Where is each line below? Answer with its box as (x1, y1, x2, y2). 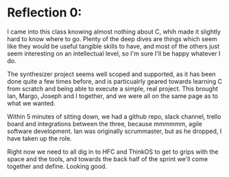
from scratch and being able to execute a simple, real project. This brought (7, 84, 218, 93)
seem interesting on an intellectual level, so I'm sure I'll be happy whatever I (7, 49, 221, 58)
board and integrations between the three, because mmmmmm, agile (7, 119, 202, 128)
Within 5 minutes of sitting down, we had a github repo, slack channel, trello (7, 112, 221, 121)
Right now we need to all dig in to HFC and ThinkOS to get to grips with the (7, 147, 219, 156)
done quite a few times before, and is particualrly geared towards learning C (7, 77, 223, 85)
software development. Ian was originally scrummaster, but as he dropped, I (7, 127, 222, 135)
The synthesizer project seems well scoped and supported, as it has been (7, 70, 216, 78)
